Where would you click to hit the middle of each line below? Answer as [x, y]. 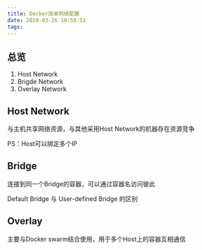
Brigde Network [40, 82]
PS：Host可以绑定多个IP [42, 144]
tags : [15, 27]
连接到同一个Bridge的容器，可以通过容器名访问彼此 [81, 183]
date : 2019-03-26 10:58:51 [47, 20]
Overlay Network [42, 89]
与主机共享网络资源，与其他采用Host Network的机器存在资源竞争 [101, 129]
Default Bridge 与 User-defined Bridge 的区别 [73, 199]
